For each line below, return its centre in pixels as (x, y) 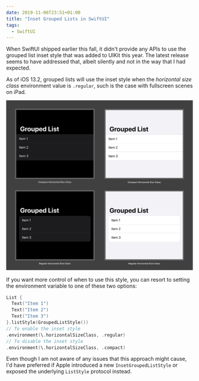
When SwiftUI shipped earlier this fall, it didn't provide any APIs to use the (96, 49)
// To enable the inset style (44, 329)
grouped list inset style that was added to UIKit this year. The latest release (97, 55)
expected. (18, 68)
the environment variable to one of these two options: (72, 286)
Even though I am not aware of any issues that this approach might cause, (97, 359)
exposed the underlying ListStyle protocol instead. (69, 371)
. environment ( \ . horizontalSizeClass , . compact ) (66, 348)
